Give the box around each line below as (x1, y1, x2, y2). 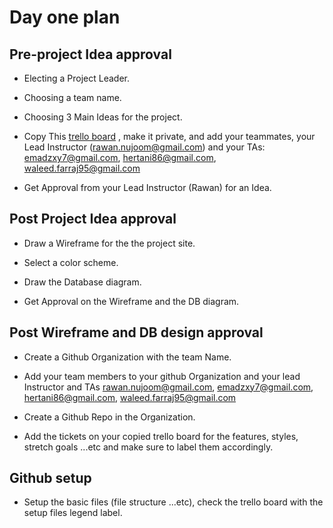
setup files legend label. (23, 507, 123, 519)
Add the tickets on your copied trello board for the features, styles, (23, 430, 299, 442)
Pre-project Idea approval (9, 46, 172, 63)
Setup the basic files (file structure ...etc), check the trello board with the (23, 496, 324, 508)
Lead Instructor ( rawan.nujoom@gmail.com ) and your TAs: (23, 141, 266, 153)
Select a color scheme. (23, 256, 119, 268)
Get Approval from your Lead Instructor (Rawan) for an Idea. (23, 182, 272, 193)
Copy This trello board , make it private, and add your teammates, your (23, 131, 316, 142)
